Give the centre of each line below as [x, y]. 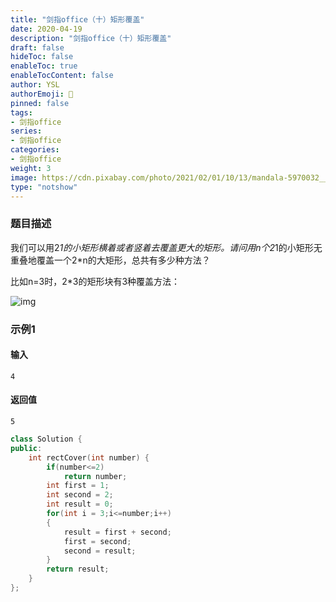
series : [26, 131]
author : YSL [35, 85]
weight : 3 [31, 168]
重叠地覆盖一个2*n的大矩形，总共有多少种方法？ [110, 260]
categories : [35, 150]
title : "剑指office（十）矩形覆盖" [77, 19]
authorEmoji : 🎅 [42, 94]
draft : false [37, 47]
